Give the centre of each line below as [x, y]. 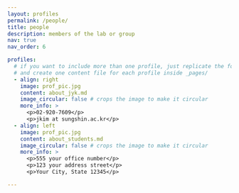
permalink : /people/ [38, 21]
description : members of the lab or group [71, 34]
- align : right [36, 79]
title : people [28, 27]
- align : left [34, 126]
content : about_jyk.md [54, 93]
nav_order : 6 [27, 47]
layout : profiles [33, 14]
